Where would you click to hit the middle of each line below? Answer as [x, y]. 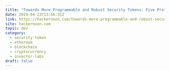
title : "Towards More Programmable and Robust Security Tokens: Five [80, 10]
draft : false [19, 61]
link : [11, 19]
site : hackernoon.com [28, 24]
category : [16, 33]
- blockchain [24, 47]
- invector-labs [27, 56]
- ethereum [21, 42]
